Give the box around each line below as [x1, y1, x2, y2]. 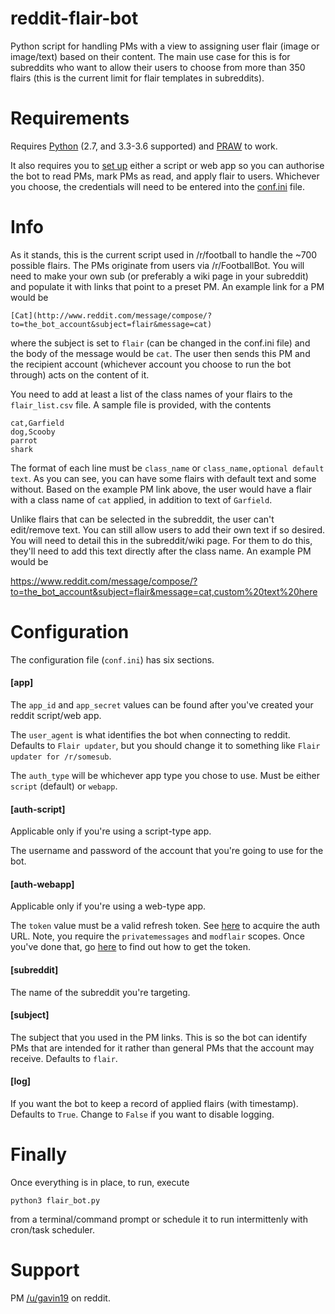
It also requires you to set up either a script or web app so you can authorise [10, 159, 325, 171]
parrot [10, 435, 38, 446]
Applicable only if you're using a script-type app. [10, 825, 212, 837]
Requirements [10, 107, 130, 130]
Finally [10, 1143, 68, 1166]
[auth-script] [10, 803, 66, 815]
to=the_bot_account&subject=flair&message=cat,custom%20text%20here [10, 585, 318, 597]
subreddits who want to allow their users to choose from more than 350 [10, 61, 306, 73]
